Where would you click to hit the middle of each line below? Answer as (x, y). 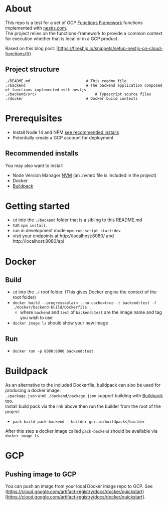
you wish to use (36, 318)
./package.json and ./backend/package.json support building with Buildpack (84, 396)
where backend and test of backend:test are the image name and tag (91, 312)
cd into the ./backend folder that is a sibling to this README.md (77, 220)
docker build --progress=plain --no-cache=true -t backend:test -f (84, 303)
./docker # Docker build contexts (71, 98)
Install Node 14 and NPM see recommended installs (66, 132)
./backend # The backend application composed (84, 85)
